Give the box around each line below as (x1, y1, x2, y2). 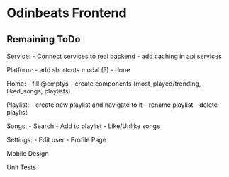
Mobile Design (6, 149, 49, 157)
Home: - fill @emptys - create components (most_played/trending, (6, 79, 201, 88)
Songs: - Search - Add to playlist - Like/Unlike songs (6, 122, 160, 130)
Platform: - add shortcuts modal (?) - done (6, 66, 130, 74)
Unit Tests (6, 163, 36, 171)
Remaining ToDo (6, 33, 81, 45)
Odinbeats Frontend (6, 5, 127, 21)
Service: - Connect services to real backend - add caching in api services (6, 52, 223, 60)
